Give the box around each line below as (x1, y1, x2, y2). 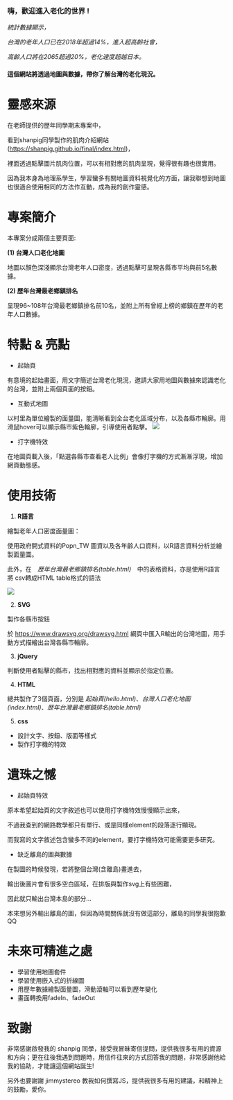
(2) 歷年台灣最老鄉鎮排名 (7, 286, 78, 295)
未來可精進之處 (7, 943, 93, 959)
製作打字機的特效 (17, 740, 67, 748)
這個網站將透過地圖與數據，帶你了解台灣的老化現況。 (7, 69, 159, 78)
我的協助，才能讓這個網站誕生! (7, 1062, 95, 1070)
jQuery (17, 652, 38, 660)
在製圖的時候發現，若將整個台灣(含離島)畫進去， (7, 865, 146, 873)
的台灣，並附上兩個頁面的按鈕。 (7, 384, 98, 393)
